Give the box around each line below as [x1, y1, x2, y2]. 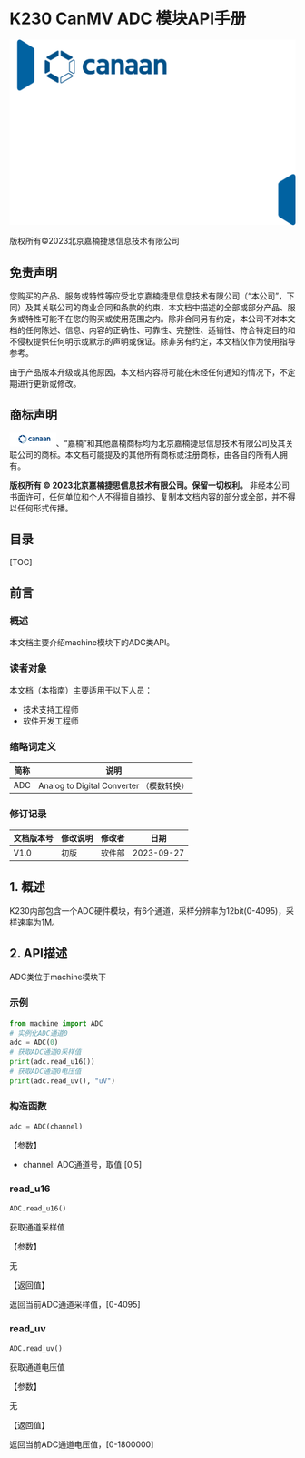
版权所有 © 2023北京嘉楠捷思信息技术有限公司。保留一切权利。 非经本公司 [9, 480, 290, 491]
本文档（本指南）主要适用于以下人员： [9, 684, 152, 695]
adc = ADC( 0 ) [9, 1038, 59, 1048]
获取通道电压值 [9, 1362, 65, 1372]
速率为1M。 [16, 916, 61, 927]
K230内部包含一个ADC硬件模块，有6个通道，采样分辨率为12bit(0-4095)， [9, 905, 287, 916]
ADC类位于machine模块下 [9, 971, 107, 983]
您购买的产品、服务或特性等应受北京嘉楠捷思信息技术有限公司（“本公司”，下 [9, 290, 295, 301]
